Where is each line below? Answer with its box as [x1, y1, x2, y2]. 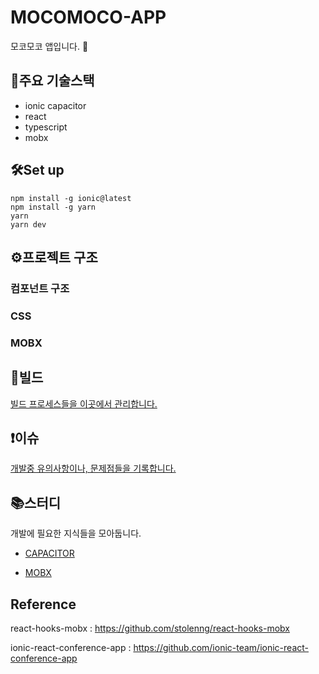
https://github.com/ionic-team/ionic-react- [133, 641, 309, 653]
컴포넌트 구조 [10, 281, 70, 295]
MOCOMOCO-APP [10, 6, 167, 29]
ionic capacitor [24, 99, 87, 111]
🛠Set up [10, 162, 65, 179]
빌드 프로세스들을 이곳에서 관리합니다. [10, 397, 158, 410]
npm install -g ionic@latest [10, 193, 132, 203]
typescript [24, 121, 68, 133]
